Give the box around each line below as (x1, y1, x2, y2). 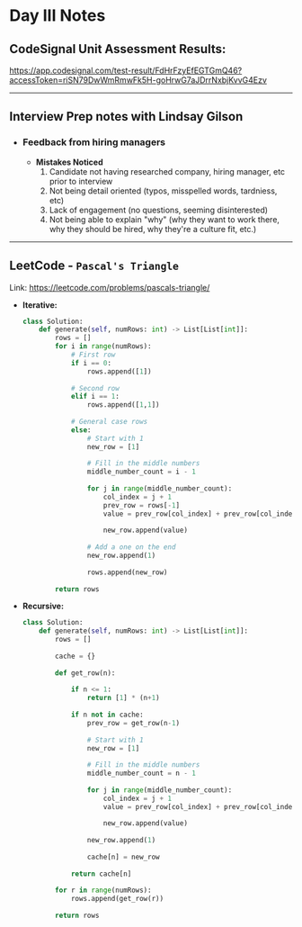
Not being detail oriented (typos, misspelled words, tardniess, (49, 185, 278, 196)
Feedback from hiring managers (22, 136, 166, 148)
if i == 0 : (70, 358, 112, 367)
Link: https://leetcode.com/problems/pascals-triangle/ (9, 282, 210, 292)
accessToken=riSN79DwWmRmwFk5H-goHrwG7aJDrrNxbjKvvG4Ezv (9, 75, 268, 85)
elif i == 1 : (70, 392, 120, 401)
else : (70, 425, 92, 435)
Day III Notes (9, 5, 106, 26)
